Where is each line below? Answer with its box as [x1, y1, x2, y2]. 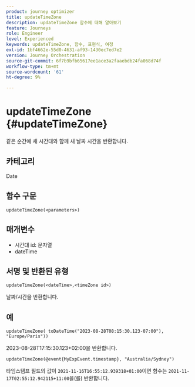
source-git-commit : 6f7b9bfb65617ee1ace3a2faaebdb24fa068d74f [6, 58, 162, 64]
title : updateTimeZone [6, 14, 62, 20]
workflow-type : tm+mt [6, 63, 59, 70]
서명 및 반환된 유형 [6, 266, 69, 276]
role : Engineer [6, 31, 43, 37]
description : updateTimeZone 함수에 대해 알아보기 [6, 19, 122, 25]
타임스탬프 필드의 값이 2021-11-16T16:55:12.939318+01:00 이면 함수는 [6, 368, 167, 375]
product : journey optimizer [6, 8, 75, 15]
